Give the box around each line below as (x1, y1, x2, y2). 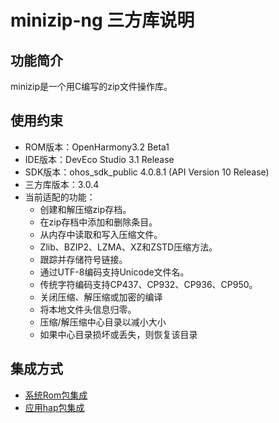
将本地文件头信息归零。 (39, 303, 137, 315)
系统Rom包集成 (24, 389, 88, 401)
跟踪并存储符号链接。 (39, 253, 128, 265)
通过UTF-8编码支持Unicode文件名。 (39, 266, 190, 278)
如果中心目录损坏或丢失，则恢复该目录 (39, 328, 198, 340)
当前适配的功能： (24, 191, 96, 203)
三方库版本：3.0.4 (24, 178, 100, 190)
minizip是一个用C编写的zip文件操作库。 (10, 81, 173, 92)
